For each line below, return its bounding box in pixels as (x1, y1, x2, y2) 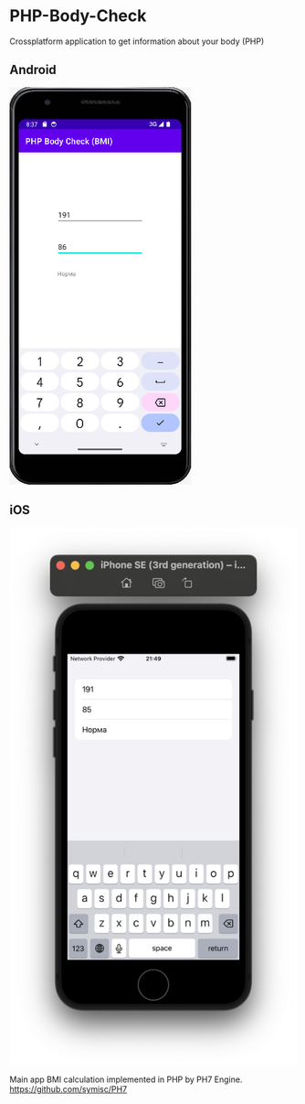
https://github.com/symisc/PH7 (9, 1084, 128, 1095)
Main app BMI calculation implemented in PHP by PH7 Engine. (9, 1074, 243, 1085)
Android (9, 62, 57, 78)
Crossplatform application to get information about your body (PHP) (9, 36, 265, 47)
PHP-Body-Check (9, 5, 147, 27)
